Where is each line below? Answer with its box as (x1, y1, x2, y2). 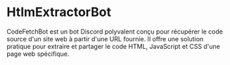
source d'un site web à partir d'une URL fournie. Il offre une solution (6, 34, 204, 43)
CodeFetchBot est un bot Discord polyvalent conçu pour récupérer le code (6, 27, 223, 36)
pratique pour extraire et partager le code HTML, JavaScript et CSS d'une (6, 42, 221, 50)
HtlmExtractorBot (6, 4, 112, 20)
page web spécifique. (6, 50, 70, 58)
